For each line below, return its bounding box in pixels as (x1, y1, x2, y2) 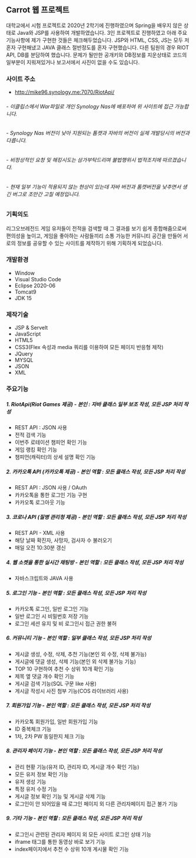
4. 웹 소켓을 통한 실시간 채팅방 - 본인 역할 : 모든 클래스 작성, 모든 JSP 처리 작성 (6, 558, 184, 566)
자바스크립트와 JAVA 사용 (14, 574, 74, 581)
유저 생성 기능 (14, 778, 46, 785)
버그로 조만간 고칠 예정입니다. (12, 190, 81, 198)
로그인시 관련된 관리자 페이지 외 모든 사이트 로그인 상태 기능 (14, 830, 152, 838)
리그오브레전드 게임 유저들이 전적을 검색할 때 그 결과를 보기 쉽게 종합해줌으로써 (6, 225, 187, 232)
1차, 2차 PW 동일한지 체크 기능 (14, 732, 85, 739)
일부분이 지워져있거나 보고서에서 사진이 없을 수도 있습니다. (6, 58, 140, 65)
